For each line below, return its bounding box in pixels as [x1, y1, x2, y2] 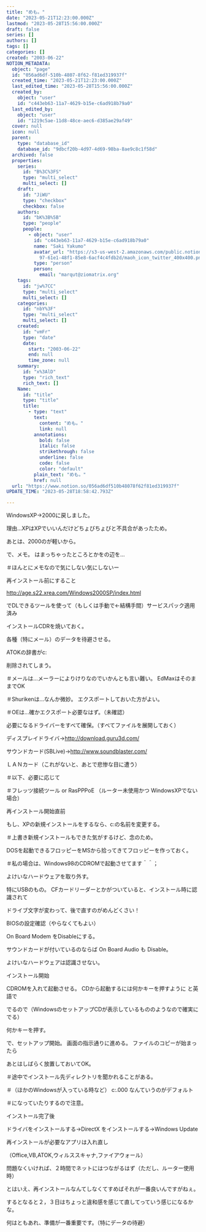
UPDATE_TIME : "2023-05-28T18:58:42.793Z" [6, 489, 114, 495]
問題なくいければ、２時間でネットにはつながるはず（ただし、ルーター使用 [6, 1164, 194, 1172]
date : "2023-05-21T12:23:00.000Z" [6, 15, 95, 21]
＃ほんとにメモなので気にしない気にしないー [6, 564, 120, 571]
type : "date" [22, 334, 56, 341]
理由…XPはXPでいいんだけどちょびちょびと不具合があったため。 [6, 524, 170, 532]
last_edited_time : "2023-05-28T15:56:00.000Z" [12, 84, 133, 90]
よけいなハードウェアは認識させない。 [6, 959, 103, 966]
